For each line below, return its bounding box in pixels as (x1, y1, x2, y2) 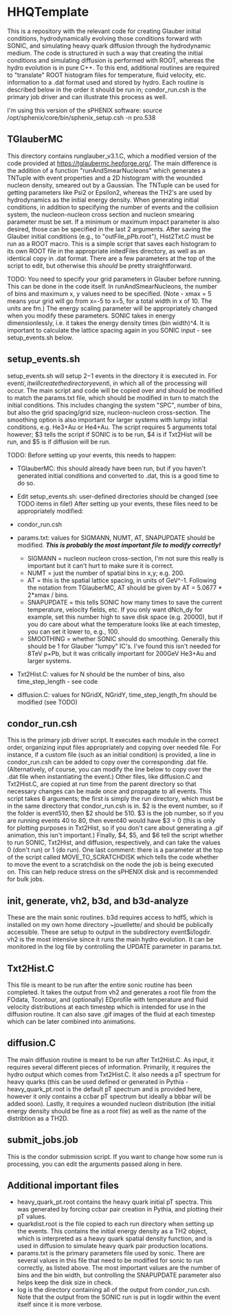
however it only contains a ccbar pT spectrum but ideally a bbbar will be (7, 1092, 212, 1101)
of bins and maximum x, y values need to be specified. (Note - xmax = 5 (7, 289, 212, 298)
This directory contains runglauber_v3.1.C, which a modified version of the (7, 152, 217, 160)
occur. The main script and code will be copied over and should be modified (7, 386, 223, 395)
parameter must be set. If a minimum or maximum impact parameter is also (7, 218, 220, 226)
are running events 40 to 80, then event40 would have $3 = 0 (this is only (7, 817, 216, 825)
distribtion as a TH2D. (7, 1114, 69, 1123)
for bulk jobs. (7, 875, 45, 884)
